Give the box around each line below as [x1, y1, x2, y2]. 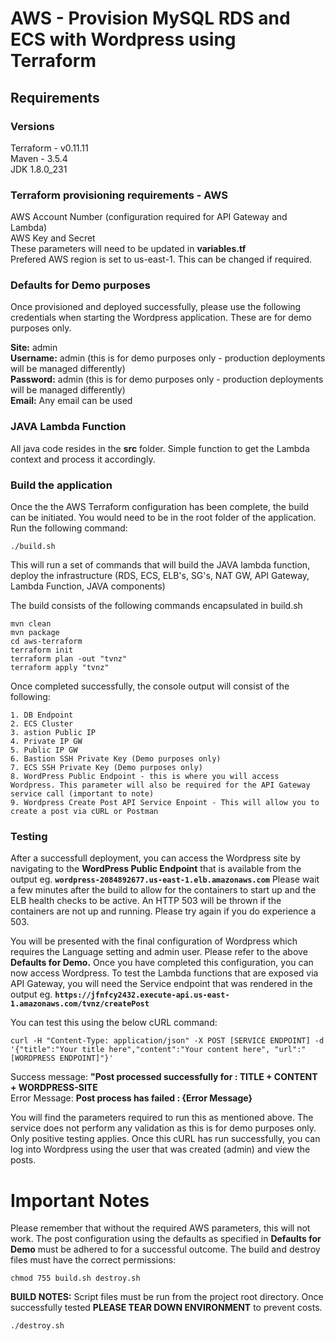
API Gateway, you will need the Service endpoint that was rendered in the [10, 978, 313, 990]
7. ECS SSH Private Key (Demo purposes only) [10, 763, 203, 773]
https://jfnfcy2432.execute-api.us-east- [54, 990, 230, 1001]
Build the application [10, 478, 113, 492]
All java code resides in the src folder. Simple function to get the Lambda [10, 442, 310, 454]
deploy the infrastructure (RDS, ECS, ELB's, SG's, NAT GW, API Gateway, [10, 570, 310, 582]
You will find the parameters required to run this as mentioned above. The [10, 1112, 314, 1124]
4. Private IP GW [10, 737, 83, 747]
